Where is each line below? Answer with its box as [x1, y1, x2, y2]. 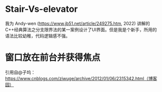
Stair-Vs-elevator [5, 3, 78, 15]
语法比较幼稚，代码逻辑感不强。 [5, 33, 70, 39]
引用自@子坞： [5, 69, 36, 75]
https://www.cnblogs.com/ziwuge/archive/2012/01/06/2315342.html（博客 [5, 75, 157, 81]
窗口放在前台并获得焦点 [5, 52, 101, 63]
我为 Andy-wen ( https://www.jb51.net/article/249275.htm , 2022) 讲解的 [5, 20, 150, 26]
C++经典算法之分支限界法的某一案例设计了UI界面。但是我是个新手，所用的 [5, 26, 157, 33]
